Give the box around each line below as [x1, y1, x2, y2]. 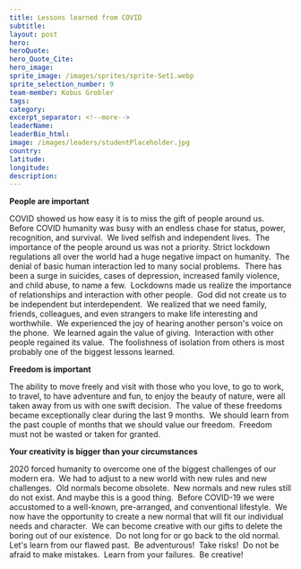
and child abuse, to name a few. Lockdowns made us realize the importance [9, 280, 292, 291]
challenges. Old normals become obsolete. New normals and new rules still [9, 483, 291, 494]
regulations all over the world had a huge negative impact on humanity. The [9, 252, 290, 263]
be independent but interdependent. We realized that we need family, [9, 299, 267, 310]
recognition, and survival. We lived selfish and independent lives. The [9, 232, 271, 243]
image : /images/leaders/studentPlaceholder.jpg [9, 138, 191, 147]
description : [9, 171, 58, 180]
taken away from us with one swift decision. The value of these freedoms [9, 401, 282, 411]
